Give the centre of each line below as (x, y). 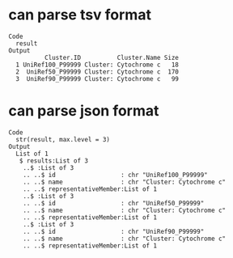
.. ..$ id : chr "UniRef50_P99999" (114, 203)
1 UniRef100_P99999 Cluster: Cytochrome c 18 (97, 65)
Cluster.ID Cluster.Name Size (112, 57)
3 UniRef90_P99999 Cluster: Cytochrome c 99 (97, 78)
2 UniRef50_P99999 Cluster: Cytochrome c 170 (97, 72)
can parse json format (84, 111)
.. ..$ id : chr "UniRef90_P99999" (114, 231)
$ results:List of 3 (54, 161)
